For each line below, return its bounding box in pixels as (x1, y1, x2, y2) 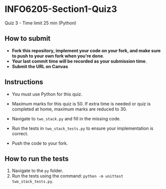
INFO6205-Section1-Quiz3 (4, 3, 117, 15)
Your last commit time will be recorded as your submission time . (11, 58, 147, 64)
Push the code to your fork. (11, 140, 68, 146)
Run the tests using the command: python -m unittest (11, 173, 124, 179)
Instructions (4, 78, 43, 87)
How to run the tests (4, 154, 69, 163)
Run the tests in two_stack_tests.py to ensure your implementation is (11, 125, 154, 131)
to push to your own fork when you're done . (11, 53, 104, 59)
